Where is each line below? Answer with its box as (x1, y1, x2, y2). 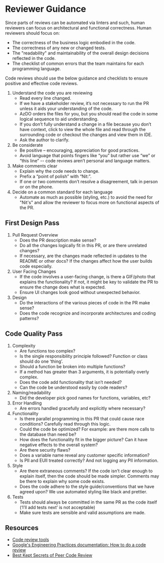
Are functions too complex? (19, 348, 76, 354)
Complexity (12, 343, 36, 349)
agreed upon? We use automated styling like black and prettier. (19, 488, 147, 494)
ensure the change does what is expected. (19, 284, 106, 290)
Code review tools (12, 536, 49, 543)
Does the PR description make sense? (19, 237, 97, 243)
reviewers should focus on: (5, 30, 60, 36)
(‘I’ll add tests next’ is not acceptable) (19, 504, 96, 510)
